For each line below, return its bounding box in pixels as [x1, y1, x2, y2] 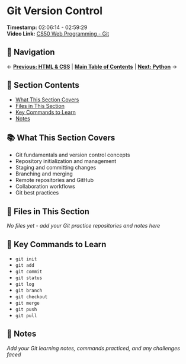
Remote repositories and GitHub [15, 177, 94, 184]
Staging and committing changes [15, 164, 97, 171]
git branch [15, 288, 43, 293]
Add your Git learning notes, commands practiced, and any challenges [7, 344, 180, 352]
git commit [15, 269, 43, 274]
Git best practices [15, 189, 59, 196]
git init [15, 256, 37, 262]
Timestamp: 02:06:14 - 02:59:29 [7, 24, 88, 31]
